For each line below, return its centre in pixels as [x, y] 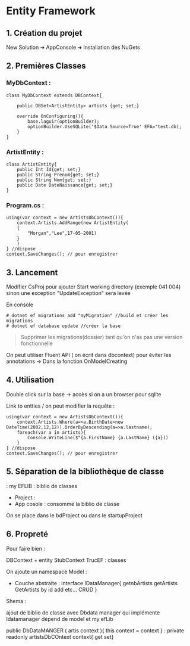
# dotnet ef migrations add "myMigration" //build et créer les [87, 316]
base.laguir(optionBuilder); [64, 121]
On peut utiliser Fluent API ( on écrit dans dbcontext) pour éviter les [89, 355]
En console [20, 305]
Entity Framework [51, 11]
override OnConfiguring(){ [50, 116]
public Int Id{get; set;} [49, 169]
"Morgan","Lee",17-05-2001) [62, 234]
